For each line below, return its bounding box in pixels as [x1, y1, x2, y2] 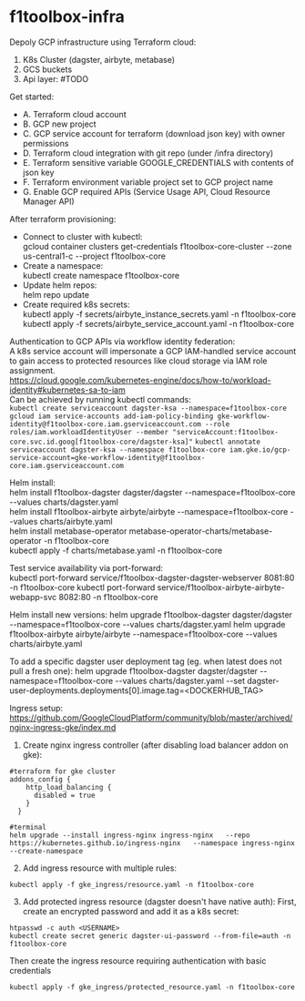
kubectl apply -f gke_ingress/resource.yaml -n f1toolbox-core [9, 880, 255, 889]
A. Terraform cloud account [22, 108, 127, 119]
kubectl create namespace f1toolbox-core [22, 270, 180, 281]
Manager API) [22, 196, 75, 207]
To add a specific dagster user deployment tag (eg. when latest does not [9, 656, 282, 667]
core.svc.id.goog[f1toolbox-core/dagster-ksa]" [9, 437, 194, 446]
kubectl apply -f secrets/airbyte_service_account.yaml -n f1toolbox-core [22, 318, 294, 329]
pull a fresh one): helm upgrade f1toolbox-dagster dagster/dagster [9, 665, 258, 676]
